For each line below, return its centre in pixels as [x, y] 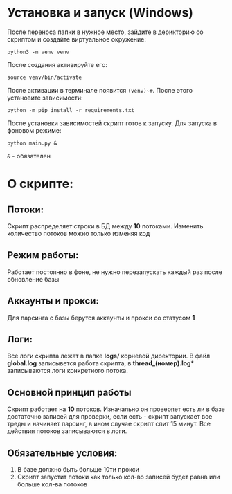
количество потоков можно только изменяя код [79, 233]
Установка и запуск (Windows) [100, 13]
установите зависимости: [45, 98]
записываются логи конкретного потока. [68, 371]
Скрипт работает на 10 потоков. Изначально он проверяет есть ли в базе [116, 409]
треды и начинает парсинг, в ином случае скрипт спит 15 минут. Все [109, 424]
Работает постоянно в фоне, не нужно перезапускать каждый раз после [115, 272]
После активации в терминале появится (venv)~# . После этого [100, 90]
